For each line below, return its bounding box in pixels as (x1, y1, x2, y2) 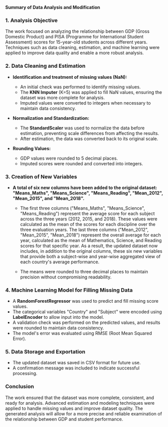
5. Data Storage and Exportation (5, 348, 86, 355)
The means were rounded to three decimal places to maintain (20, 268, 148, 274)
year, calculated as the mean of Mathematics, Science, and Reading (20, 237, 162, 243)
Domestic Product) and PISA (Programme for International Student (5, 34, 144, 40)
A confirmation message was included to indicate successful (12, 365, 140, 371)
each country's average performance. (20, 259, 100, 265)
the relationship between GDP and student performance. (5, 416, 123, 422)
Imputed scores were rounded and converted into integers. (20, 160, 143, 166)
